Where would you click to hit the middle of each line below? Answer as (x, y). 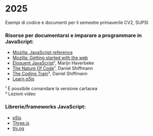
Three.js (21, 123)
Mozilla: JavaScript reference (43, 52)
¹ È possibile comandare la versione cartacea (51, 89)
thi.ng (18, 128)
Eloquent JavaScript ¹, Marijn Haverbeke (53, 63)
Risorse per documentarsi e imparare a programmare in (74, 35)
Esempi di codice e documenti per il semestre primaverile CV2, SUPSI (77, 22)
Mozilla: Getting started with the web (50, 58)
